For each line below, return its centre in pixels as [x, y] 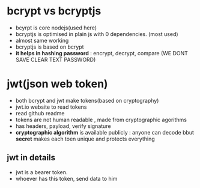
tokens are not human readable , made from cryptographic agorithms [101, 120]
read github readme [40, 113]
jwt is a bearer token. [41, 172]
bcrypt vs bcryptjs [54, 11]
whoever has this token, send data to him [66, 178]
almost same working [42, 40]
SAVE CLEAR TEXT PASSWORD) [56, 59]
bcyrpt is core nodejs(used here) [56, 28]
